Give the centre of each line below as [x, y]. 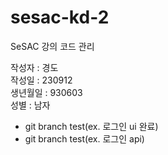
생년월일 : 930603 [46, 92]
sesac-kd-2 [60, 17]
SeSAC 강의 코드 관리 [52, 46]
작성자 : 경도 [34, 67]
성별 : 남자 [30, 105]
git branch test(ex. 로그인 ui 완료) [91, 126]
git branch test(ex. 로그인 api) [84, 138]
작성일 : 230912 [41, 80]
